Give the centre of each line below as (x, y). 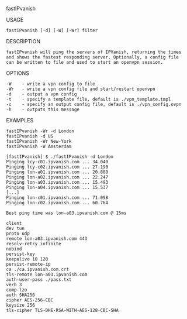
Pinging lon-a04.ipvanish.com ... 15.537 (57, 187)
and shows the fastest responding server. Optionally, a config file (93, 57)
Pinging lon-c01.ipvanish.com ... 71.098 (57, 198)
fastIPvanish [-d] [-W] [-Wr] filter (52, 30)
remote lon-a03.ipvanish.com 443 (47, 239)
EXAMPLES (20, 120)
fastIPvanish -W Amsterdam (39, 146)
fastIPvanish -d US (30, 136)
